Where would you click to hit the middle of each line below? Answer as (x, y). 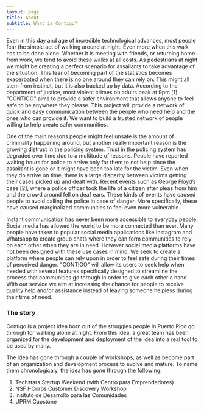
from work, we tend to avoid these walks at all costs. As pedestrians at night (102, 60)
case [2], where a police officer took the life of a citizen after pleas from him (102, 188)
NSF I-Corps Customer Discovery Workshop (71, 388)
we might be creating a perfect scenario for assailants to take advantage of (100, 66)
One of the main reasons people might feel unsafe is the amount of (90, 136)
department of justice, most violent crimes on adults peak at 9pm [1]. (93, 93)
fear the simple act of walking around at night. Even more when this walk (97, 47)
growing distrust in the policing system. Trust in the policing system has (96, 149)
